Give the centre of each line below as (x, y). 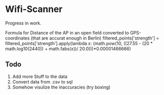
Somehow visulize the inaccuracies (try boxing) (61, 87)
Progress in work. (23, 23)
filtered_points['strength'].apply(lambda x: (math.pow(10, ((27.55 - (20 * (79, 43)
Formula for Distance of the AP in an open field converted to (67, 32)
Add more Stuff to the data (40, 76)
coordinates (17, 38)
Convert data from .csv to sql (42, 81)
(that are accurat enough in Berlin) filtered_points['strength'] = (95, 38)
